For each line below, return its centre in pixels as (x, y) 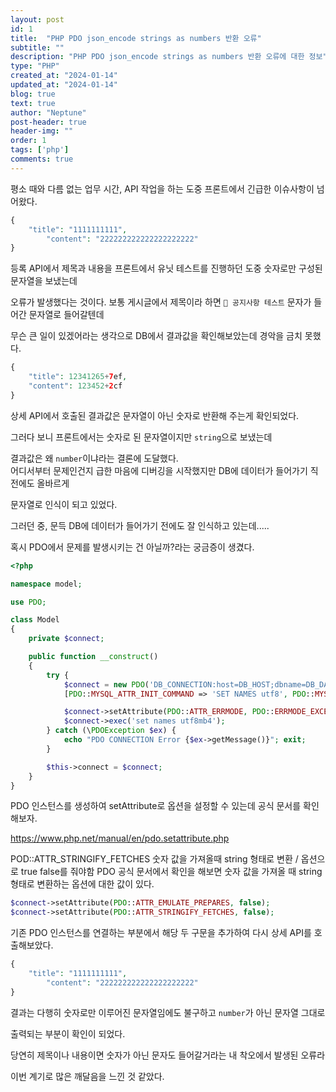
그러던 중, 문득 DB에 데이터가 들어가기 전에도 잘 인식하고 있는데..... (140, 525)
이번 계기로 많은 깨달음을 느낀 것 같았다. (87, 1076)
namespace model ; (46, 584)
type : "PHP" (35, 66)
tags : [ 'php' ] (40, 150)
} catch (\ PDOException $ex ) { (111, 731)
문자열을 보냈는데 (44, 281)
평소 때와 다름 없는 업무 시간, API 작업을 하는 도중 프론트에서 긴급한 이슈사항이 (162, 188)
